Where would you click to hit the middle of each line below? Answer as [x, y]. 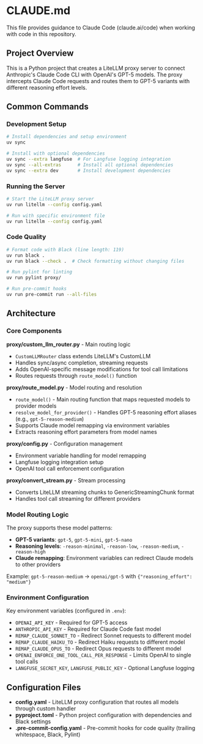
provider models [36, 406]
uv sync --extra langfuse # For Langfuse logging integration [89, 160]
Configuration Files [44, 687]
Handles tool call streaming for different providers [78, 498]
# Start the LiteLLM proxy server [50, 199]
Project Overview [40, 53]
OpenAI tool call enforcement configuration [70, 468]
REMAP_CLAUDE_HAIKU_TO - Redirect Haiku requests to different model [100, 642]
